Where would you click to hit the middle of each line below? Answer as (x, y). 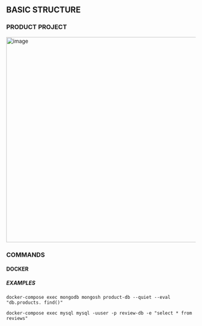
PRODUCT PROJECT (37, 27)
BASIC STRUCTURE (44, 10)
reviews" (17, 319)
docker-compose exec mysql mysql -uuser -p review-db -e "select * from (99, 313)
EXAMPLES (21, 283)
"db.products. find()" (35, 303)
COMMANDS (26, 254)
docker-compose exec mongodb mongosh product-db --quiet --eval (88, 298)
